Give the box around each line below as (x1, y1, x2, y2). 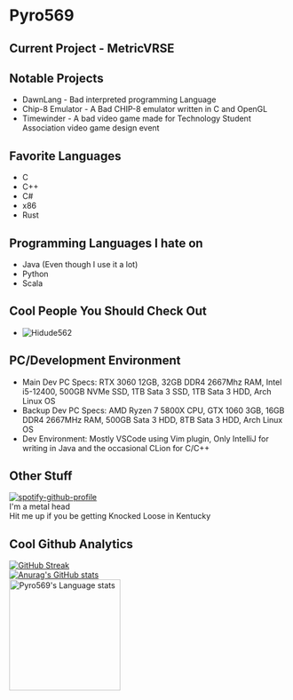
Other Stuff (9, 468, 73, 484)
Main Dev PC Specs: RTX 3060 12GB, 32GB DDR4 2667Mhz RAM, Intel (21, 377, 282, 387)
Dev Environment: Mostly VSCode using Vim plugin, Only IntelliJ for (21, 433, 269, 444)
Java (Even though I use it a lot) (21, 259, 139, 270)
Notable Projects (9, 70, 104, 85)
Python (21, 268, 49, 280)
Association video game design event (21, 123, 160, 133)
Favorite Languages (9, 148, 122, 163)
